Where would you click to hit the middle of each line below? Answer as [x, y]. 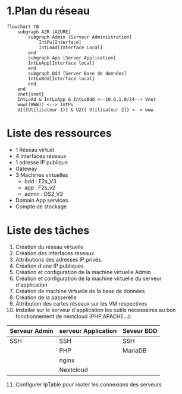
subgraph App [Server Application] [72, 58]
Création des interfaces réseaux [55, 253]
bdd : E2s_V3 [40, 181]
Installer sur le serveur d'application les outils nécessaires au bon [95, 310]
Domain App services [42, 200]
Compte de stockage [41, 206]
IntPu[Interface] [60, 42]
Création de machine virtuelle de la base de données [80, 291]
